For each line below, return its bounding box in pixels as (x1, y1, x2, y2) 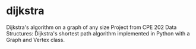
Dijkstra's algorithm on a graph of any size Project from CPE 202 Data (6, 24, 177, 31)
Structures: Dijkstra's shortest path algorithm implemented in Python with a (6, 30, 190, 37)
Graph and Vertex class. (6, 36, 65, 43)
